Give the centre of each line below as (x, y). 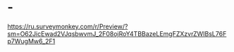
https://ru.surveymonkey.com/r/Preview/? (68, 26)
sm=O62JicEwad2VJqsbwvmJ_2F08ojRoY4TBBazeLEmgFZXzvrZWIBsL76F (117, 33)
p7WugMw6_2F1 (31, 41)
